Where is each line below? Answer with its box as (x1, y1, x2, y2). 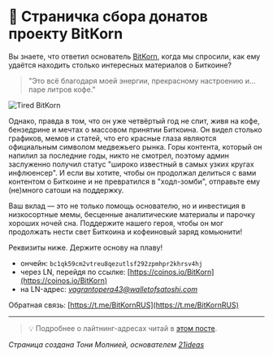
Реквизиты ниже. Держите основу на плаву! (8, 242, 163, 252)
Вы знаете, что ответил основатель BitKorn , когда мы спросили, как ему (8, 51, 261, 61)
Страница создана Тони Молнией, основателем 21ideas (8, 339, 205, 349)
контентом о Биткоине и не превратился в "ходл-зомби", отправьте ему (8, 176, 261, 186)
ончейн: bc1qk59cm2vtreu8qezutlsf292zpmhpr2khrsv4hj (19, 258, 203, 268)
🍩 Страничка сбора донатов (8, 7, 209, 26)
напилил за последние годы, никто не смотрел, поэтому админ (8, 150, 229, 160)
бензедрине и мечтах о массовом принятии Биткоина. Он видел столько (8, 124, 262, 134)
